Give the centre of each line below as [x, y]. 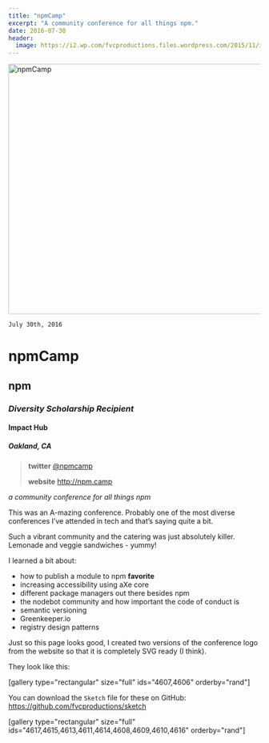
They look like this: [39, 667]
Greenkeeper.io [45, 619]
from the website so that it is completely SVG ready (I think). [107, 651]
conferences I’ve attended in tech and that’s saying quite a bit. [111, 521]
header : [21, 38]
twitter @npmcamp [60, 466]
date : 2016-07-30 [37, 30]
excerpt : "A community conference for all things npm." [103, 23]
